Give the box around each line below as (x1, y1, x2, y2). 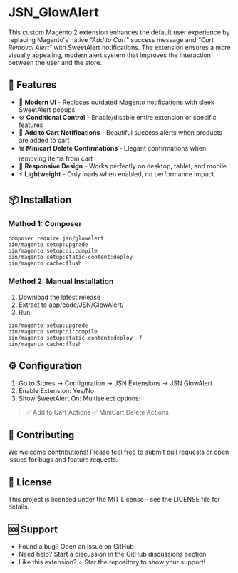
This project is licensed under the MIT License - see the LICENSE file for (8, 495, 220, 504)
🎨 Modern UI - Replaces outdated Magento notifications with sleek (18, 98, 214, 106)
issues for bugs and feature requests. (8, 455, 118, 464)
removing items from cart (18, 154, 93, 163)
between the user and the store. (8, 58, 103, 66)
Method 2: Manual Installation (8, 276, 114, 286)
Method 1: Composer (8, 219, 82, 229)
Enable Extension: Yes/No (18, 386, 95, 395)
